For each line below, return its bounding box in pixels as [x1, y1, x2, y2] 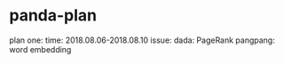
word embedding [9, 44, 72, 54]
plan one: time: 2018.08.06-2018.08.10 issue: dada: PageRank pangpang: [9, 35, 275, 45]
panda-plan [9, 5, 98, 26]
